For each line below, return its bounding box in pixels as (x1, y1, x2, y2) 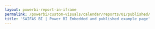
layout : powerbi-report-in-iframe (4, 7, 77, 12)
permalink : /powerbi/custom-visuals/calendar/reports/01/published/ (4, 12, 150, 17)
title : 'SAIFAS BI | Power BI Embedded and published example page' (4, 16, 150, 21)
